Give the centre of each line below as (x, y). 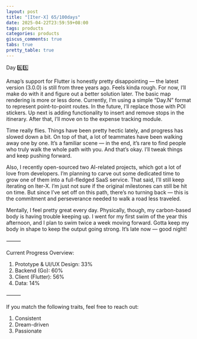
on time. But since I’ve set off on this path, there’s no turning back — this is (97, 192)
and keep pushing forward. (39, 155)
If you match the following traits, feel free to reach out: (72, 306)
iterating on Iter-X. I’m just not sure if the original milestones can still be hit (97, 186)
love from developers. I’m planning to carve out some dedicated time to (93, 173)
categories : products (33, 34)
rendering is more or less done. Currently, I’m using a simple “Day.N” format (98, 100)
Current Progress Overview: (40, 252)
